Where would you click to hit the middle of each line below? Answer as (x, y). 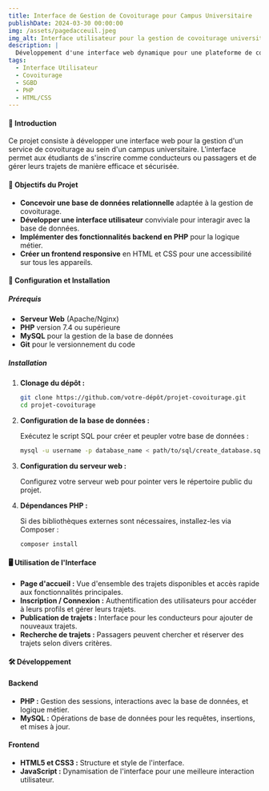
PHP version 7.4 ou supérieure (70, 327)
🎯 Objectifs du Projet (43, 185)
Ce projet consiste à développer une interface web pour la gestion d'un (126, 141)
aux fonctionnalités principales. (72, 592)
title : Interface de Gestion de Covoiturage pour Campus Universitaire (130, 16)
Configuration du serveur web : (73, 466)
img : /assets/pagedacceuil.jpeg (62, 30)
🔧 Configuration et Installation (59, 280)
